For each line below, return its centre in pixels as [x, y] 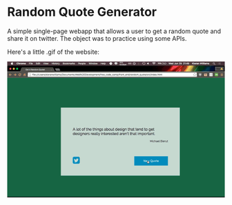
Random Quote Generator [82, 12]
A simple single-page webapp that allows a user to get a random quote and [114, 31]
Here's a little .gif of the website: [54, 52]
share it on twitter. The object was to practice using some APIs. [97, 38]
